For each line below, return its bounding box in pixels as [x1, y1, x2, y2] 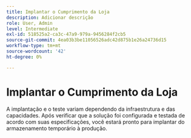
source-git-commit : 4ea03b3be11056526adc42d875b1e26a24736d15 [6, 37, 167, 43]
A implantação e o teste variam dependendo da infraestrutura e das [6, 105, 176, 113]
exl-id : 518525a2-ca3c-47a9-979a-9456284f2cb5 [6, 31, 126, 38]
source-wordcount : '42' [6, 48, 67, 54]
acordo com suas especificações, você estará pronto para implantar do [6, 118, 185, 125]
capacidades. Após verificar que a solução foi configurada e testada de [6, 111, 186, 119]
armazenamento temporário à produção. [6, 125, 107, 132]
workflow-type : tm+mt [6, 43, 61, 49]
